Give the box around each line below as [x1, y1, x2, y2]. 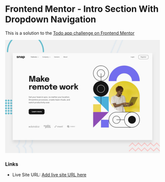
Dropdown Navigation [5, 14, 96, 25]
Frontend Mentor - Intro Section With [5, 3, 159, 15]
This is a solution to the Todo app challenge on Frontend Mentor [5, 30, 135, 36]
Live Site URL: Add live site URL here [12, 172, 87, 178]
